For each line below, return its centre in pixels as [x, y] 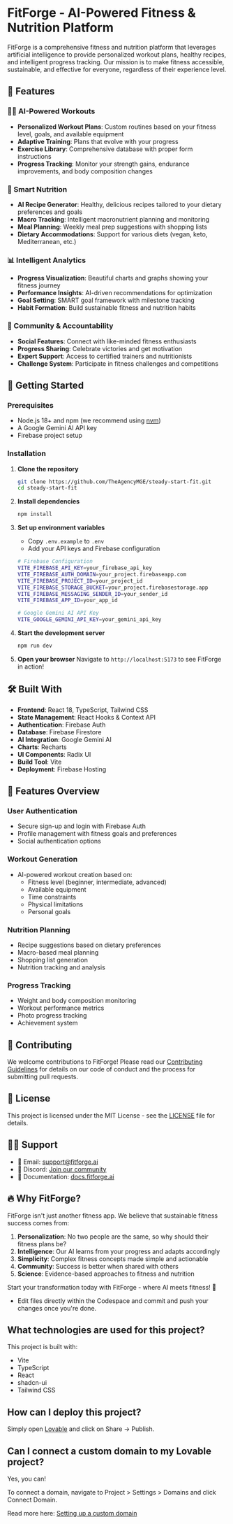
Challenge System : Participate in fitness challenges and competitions [118, 363]
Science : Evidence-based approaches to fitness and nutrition [106, 1274]
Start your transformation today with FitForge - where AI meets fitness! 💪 [112, 1287]
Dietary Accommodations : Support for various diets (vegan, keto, [112, 234]
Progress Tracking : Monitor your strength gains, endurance [103, 164]
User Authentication [43, 811]
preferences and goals [50, 212]
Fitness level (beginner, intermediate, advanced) [97, 882]
